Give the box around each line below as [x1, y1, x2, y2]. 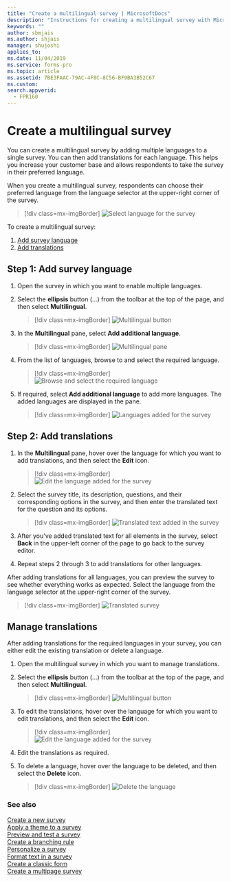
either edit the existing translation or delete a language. [7, 646, 164, 655]
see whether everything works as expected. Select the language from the [7, 580, 215, 588]
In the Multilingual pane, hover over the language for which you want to [16, 449, 221, 457]
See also [7, 800, 36, 810]
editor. [16, 546, 36, 554]
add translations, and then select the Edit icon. [16, 456, 150, 464]
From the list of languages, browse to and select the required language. [16, 356, 220, 364]
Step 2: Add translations [7, 430, 113, 442]
